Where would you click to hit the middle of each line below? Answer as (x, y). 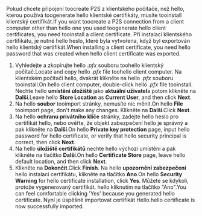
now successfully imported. (49, 206)
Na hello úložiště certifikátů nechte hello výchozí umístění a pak (95, 148)
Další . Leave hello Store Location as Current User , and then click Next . (103, 97)
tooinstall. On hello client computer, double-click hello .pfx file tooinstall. (104, 84)
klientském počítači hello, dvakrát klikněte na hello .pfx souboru (94, 78)
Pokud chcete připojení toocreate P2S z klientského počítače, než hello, (96, 9)
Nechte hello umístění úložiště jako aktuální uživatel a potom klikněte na (105, 91)
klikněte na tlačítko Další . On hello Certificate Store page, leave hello (100, 155)
